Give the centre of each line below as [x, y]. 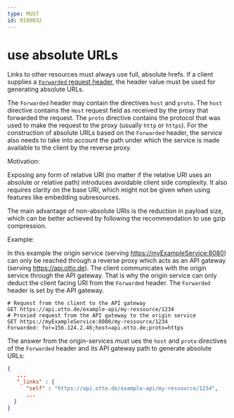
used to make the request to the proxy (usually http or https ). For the [108, 125]
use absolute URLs [63, 55]
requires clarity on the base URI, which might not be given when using [109, 190]
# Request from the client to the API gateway [77, 303]
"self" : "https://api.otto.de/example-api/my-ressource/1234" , [122, 388]
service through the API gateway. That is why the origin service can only [112, 275]
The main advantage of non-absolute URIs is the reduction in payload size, [115, 211]
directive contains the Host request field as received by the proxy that [108, 110]
